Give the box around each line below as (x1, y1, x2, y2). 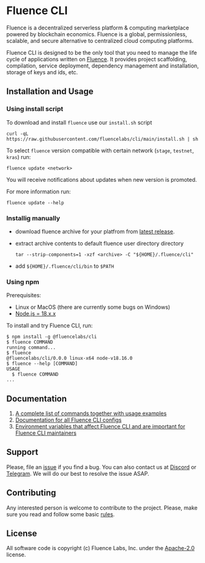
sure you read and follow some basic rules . (6, 510, 115, 518)
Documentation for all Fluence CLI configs (15, 416, 122, 424)
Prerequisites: (6, 292, 42, 299)
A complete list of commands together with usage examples (15, 410, 167, 417)
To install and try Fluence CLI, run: (6, 322, 93, 329)
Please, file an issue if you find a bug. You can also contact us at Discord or (6, 463, 197, 470)
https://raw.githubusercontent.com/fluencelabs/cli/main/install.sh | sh (6, 136, 199, 142)
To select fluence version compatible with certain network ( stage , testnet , (6, 147, 195, 154)
